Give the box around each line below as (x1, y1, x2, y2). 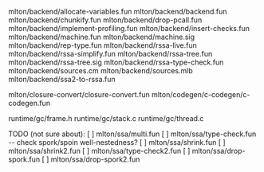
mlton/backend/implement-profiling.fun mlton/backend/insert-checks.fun (8, 24, 250, 33)
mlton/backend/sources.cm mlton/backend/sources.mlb (8, 66, 193, 75)
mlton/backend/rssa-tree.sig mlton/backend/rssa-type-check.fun (8, 57, 224, 67)
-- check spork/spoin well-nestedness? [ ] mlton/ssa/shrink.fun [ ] (8, 138, 226, 147)
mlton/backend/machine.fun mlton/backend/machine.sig (8, 32, 195, 41)
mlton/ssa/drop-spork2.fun (50, 154, 140, 164)
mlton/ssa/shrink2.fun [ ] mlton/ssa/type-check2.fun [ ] (8, 147, 191, 155)
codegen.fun (8, 99, 50, 107)
